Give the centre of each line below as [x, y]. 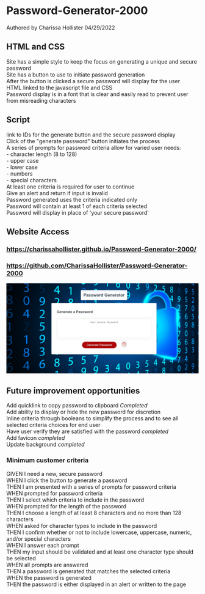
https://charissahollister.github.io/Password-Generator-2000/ [102, 249]
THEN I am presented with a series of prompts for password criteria [92, 486]
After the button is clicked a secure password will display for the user [93, 81]
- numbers [20, 173]
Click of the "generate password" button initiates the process [83, 141]
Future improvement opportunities [73, 391]
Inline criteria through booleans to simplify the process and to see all [92, 418]
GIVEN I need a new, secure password [54, 473]
